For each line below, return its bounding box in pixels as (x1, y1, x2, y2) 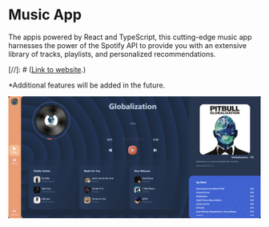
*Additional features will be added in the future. (8, 80, 166, 90)
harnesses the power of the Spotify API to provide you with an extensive (8, 40, 247, 50)
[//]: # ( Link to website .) (8, 64, 86, 74)
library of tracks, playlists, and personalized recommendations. (8, 49, 216, 59)
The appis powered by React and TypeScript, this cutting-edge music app (8, 32, 252, 42)
